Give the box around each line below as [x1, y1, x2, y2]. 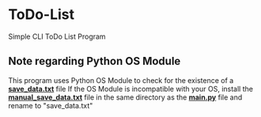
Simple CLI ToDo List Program [8, 32, 106, 41]
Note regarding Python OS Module [8, 55, 181, 68]
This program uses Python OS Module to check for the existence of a [8, 75, 234, 85]
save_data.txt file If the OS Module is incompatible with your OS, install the [8, 84, 253, 93]
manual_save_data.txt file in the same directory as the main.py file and [8, 92, 243, 102]
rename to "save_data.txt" [8, 100, 93, 110]
